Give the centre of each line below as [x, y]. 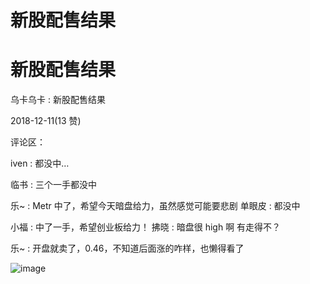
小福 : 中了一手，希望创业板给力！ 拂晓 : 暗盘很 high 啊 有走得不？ [146, 227]
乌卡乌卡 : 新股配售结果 [58, 100]
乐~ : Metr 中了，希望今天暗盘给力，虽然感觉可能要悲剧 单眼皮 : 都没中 [155, 206]
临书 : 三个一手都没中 [53, 185]
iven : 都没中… [40, 163]
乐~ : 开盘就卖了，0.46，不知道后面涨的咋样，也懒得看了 [127, 248]
